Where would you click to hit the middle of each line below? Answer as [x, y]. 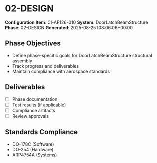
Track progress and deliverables [45, 66]
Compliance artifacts [34, 110]
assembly [22, 61]
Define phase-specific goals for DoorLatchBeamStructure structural [82, 55]
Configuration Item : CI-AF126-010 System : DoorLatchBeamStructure [77, 22]
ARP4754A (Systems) [35, 155]
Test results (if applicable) [39, 105]
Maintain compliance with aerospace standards [61, 71]
